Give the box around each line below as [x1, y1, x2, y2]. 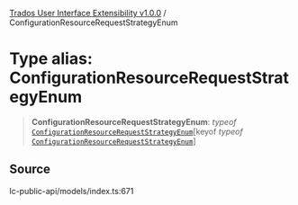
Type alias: [9, 49, 93, 69]
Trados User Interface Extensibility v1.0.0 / [9, 8, 167, 18]
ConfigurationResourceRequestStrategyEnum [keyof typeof [31, 126, 243, 137]
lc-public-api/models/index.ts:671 [9, 185, 134, 196]
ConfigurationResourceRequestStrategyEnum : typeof [31, 116, 237, 127]
